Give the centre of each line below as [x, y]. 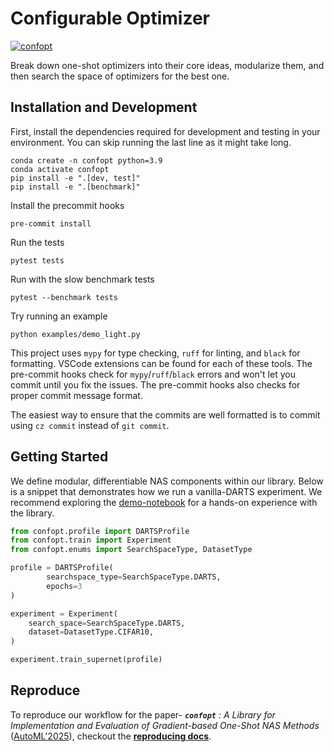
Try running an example [59, 316]
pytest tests [37, 260]
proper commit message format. [76, 395]
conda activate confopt [60, 169]
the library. [32, 513]
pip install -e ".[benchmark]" [75, 187]
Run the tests [37, 242]
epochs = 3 [64, 586]
